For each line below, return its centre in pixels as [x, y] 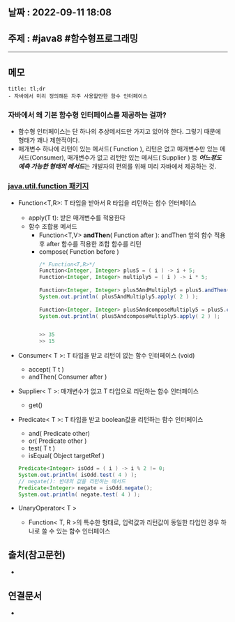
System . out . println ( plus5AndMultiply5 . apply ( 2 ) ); [119, 296]
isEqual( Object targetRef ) [67, 456]
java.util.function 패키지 [48, 186]
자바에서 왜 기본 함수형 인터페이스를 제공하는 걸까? [87, 115]
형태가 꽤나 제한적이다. [49, 140]
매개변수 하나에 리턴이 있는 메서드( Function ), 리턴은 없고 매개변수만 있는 [118, 149]
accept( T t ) [46, 370]
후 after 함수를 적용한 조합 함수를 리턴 [90, 243]
